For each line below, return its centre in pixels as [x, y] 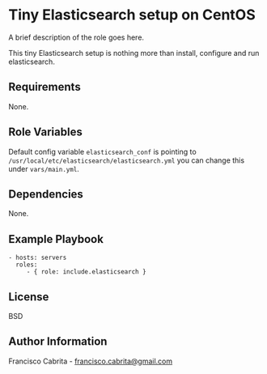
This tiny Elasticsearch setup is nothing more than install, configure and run [134, 53]
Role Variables [45, 132]
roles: [27, 265]
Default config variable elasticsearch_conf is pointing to [102, 151]
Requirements [44, 87]
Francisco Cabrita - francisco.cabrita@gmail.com [91, 361]
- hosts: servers [38, 258]
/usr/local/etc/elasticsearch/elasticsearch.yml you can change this [127, 160]
